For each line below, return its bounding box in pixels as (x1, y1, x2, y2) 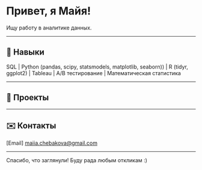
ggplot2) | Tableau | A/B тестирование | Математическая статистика (6, 69, 182, 76)
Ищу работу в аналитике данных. (6, 24, 92, 31)
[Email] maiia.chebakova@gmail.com (6, 139, 98, 147)
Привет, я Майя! (6, 4, 91, 18)
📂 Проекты (6, 93, 49, 103)
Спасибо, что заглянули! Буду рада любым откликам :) (6, 157, 147, 164)
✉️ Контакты (6, 120, 57, 130)
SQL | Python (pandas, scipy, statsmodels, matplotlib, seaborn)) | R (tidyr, (6, 63, 188, 70)
